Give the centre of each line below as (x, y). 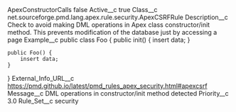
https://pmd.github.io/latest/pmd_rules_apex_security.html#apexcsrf (107, 86)
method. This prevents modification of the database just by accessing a (112, 32)
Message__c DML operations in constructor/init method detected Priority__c (118, 93)
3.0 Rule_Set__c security (43, 101)
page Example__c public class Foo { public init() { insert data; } (99, 40)
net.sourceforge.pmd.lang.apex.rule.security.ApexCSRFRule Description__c (118, 17)
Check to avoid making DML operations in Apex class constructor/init (109, 25)
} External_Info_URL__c (41, 78)
